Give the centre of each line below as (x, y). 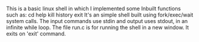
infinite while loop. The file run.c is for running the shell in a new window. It (97, 27)
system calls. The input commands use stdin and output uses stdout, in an (97, 21)
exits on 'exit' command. (36, 34)
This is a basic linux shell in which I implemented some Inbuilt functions (94, 9)
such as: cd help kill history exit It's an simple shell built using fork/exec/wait (100, 15)
